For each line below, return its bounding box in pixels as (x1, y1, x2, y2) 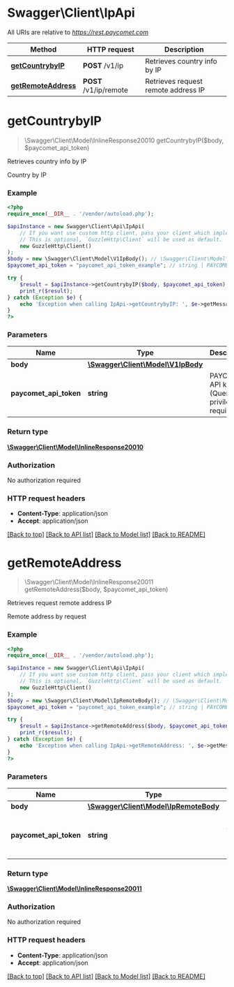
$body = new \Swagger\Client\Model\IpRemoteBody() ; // (7, 697, 170, 704)
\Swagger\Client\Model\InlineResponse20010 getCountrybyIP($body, (24, 136, 224, 144)
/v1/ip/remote (82, 85, 129, 95)
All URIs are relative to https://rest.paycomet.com (7, 28, 149, 36)
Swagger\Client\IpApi (7, 5, 136, 21)
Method (30, 44, 57, 54)
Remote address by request (7, 612, 87, 621)
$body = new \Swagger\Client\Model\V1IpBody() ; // (7, 255, 157, 262)
